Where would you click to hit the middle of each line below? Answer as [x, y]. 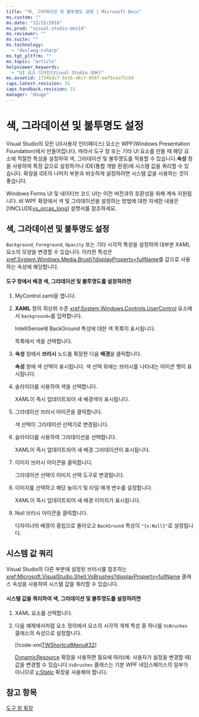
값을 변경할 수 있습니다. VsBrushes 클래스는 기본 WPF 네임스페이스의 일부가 [101, 665]
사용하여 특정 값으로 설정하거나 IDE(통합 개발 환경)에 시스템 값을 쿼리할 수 [97, 166]
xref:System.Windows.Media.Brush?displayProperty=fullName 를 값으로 [93, 259]
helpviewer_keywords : [33, 67]
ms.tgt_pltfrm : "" [29, 56]
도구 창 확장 [20, 708]
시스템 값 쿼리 [30, 554]
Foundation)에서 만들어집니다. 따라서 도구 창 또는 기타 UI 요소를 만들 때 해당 [94, 151]
